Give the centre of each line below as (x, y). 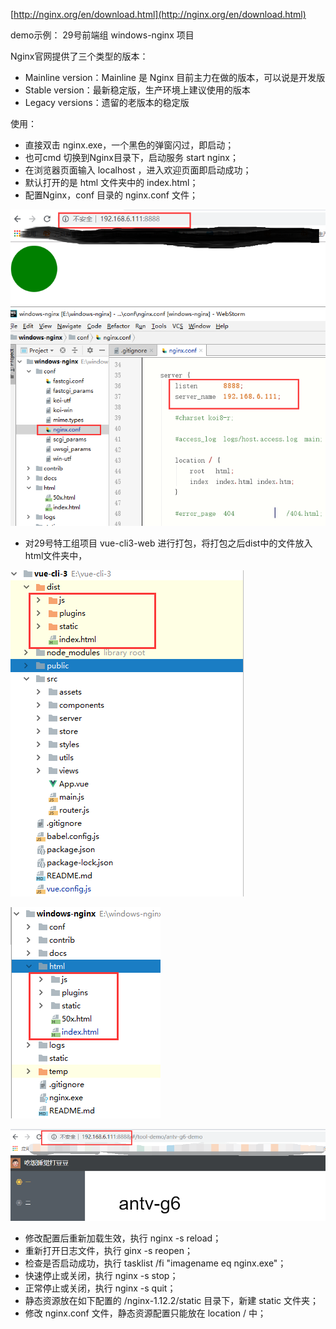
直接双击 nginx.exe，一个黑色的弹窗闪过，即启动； (129, 145)
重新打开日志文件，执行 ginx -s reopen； (108, 1251)
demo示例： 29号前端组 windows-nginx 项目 (102, 35)
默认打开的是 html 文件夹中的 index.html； (111, 182)
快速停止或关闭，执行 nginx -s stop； (101, 1276)
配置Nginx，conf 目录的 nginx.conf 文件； (111, 195)
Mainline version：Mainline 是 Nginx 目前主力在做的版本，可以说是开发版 (175, 77)
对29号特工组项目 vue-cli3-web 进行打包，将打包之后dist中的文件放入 (168, 543)
